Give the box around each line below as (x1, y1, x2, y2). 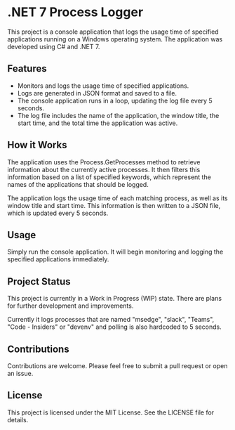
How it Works (7, 139, 67, 151)
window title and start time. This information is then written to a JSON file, (7, 201, 221, 209)
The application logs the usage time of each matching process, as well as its (7, 194, 228, 202)
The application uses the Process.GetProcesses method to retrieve (7, 157, 201, 166)
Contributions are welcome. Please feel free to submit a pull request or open (7, 362, 228, 370)
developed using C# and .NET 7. (7, 42, 100, 51)
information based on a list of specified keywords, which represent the (7, 173, 212, 181)
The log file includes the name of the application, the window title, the (17, 111, 220, 119)
